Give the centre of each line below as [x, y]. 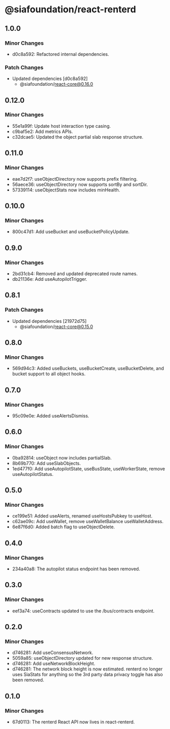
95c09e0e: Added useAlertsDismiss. [51, 416]
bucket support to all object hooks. [49, 374]
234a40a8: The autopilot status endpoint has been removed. [76, 569]
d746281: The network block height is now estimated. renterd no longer [87, 669]
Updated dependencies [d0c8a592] [50, 79]
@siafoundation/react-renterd [70, 9]
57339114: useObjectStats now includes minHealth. [66, 190]
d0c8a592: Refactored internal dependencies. [60, 54]
